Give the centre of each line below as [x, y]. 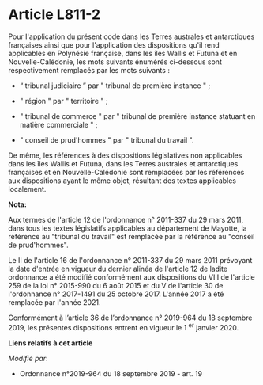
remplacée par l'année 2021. [54, 302]
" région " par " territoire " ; [64, 101]
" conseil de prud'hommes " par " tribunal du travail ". [107, 139]
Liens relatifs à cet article [51, 343]
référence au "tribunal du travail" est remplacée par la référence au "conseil [131, 236]
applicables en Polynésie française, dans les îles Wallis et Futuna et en [123, 53]
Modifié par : [28, 358]
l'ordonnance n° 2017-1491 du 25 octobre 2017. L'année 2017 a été [116, 294]
